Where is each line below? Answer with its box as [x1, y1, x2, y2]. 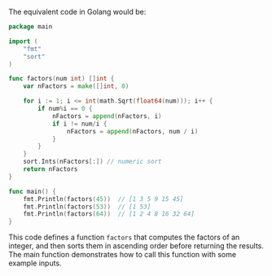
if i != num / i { [51, 120, 107, 128]
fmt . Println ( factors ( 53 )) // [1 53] [23, 203, 151, 211]
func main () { [8, 187, 57, 195]
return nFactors [23, 165, 79, 173]
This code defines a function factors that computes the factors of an [8, 232, 240, 243]
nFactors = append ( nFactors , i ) [51, 112, 162, 120]
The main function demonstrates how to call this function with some [8, 250, 237, 260]
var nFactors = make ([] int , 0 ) [23, 82, 129, 90]
